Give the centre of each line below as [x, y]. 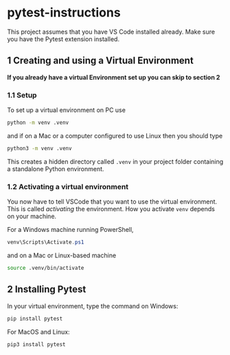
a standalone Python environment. [56, 169]
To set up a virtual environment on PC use [66, 110]
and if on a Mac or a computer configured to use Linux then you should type [115, 136]
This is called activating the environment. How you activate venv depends [111, 209]
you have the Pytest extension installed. [64, 39]
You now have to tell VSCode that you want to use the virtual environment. [112, 202]
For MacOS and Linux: [38, 332]
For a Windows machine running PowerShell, [70, 230]
